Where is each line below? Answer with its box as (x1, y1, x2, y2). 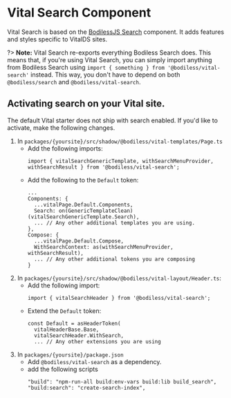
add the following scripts (27, 365, 98, 373)
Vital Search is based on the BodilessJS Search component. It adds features (7, 28, 225, 36)
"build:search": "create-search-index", (27, 384, 146, 391)
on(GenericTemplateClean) (58, 207, 133, 214)
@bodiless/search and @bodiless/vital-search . (7, 77, 141, 86)
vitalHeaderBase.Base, (33, 326, 100, 333)
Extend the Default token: (27, 306, 102, 315)
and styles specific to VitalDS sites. (7, 35, 108, 43)
